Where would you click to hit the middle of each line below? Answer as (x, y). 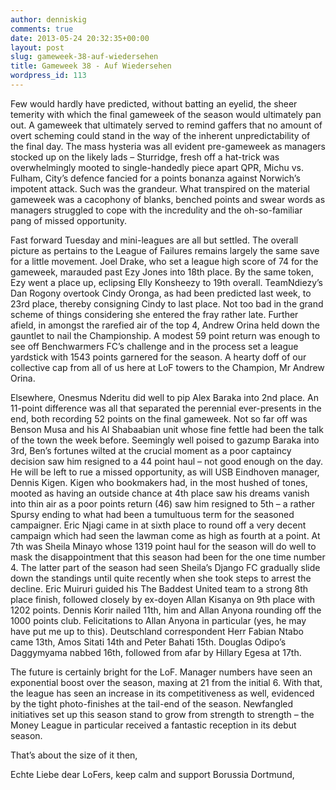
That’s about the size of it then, (74, 755)
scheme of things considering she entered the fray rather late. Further (154, 314)
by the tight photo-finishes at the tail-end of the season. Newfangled (152, 703)
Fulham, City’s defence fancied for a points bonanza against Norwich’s (155, 178)
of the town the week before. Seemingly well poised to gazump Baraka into (165, 440)
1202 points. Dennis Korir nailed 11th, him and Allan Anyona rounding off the (166, 610)
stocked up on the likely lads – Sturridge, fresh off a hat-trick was (145, 157)
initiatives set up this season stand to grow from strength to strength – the (162, 714)
